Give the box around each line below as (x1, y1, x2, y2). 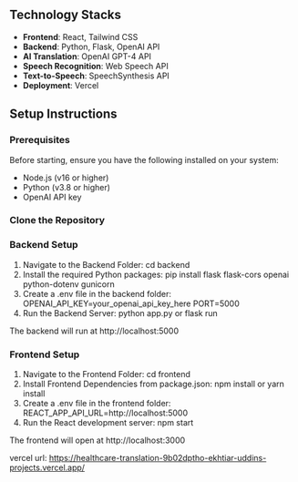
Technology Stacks (9, 7, 121, 23)
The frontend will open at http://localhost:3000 (9, 435, 186, 446)
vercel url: (9, 453, 47, 464)
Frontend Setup (9, 348, 80, 361)
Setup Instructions (9, 107, 118, 122)
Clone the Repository (9, 214, 106, 227)
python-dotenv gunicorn (22, 278, 116, 290)
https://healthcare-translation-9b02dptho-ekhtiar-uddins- (48, 453, 267, 464)
